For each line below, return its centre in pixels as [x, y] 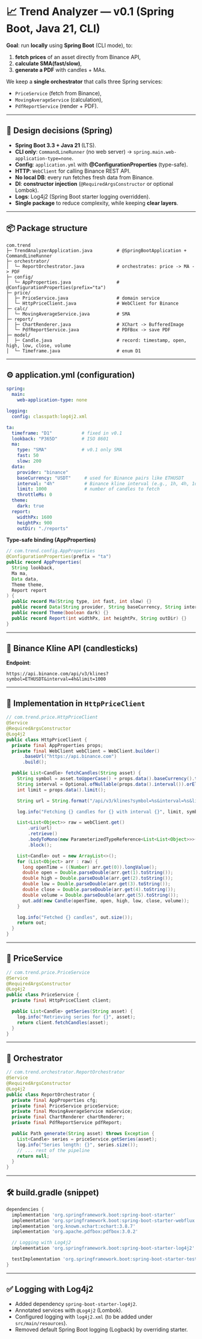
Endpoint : [19, 663]
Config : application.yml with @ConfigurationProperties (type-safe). [101, 164]
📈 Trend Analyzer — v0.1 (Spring [90, 12]
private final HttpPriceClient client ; [62, 1000]
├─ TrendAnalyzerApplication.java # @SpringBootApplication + [96, 250]
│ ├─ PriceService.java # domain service [83, 298]
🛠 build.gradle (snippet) [53, 1192]
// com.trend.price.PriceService [48, 972]
